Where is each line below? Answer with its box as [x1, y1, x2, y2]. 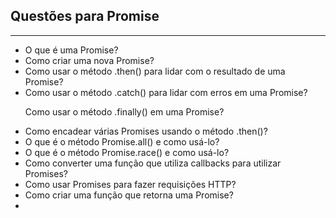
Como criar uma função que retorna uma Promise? [24, 189, 234, 201]
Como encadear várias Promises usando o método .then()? [24, 125, 268, 137]
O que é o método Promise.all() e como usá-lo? [24, 135, 220, 148]
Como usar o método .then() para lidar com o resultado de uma [24, 65, 286, 77]
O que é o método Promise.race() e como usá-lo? [24, 146, 230, 158]
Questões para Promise [10, 8, 160, 25]
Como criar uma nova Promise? [24, 54, 155, 66]
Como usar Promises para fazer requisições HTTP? [24, 178, 237, 190]
